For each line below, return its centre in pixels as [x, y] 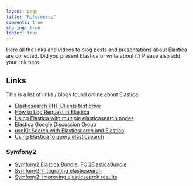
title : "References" [31, 17]
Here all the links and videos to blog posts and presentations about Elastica [96, 50]
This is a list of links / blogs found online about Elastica [72, 94]
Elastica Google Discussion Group [55, 124]
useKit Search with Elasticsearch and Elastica [69, 130]
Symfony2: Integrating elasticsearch [58, 171]
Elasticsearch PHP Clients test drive [58, 106]
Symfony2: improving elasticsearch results [66, 177]
